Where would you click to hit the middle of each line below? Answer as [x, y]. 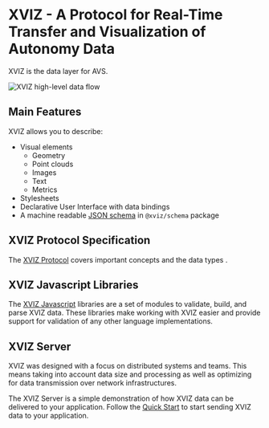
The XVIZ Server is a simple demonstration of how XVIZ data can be [121, 398]
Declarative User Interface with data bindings [95, 206]
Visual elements [46, 147]
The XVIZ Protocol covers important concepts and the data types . [118, 259]
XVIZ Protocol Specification [79, 240]
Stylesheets [39, 198]
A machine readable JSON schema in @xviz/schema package [119, 215]
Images [44, 172]
